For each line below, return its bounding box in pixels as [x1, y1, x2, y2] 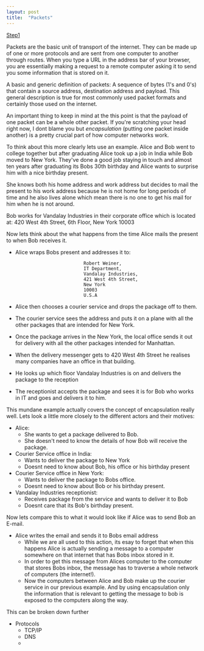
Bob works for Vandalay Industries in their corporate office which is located [6, 212, 196, 219]
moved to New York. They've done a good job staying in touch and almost [6, 156, 192, 163]
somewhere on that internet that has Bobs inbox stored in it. [24, 551, 175, 559]
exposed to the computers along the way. [24, 596, 129, 604]
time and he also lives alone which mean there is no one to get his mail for [6, 193, 192, 201]
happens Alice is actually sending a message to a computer [24, 545, 174, 552]
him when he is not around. [6, 200, 75, 207]
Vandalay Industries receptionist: [15, 489, 98, 496]
